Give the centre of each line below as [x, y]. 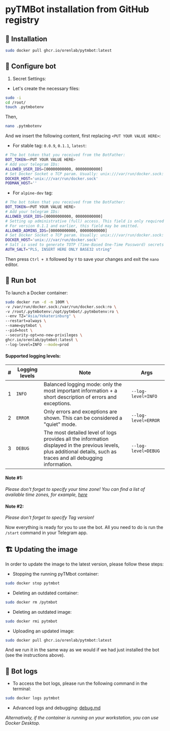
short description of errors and [80, 397]
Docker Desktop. [23, 723]
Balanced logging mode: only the [83, 384]
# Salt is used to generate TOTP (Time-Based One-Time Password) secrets [85, 245]
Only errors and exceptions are [80, 411]
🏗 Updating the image [41, 549]
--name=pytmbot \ [24, 326]
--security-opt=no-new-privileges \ [44, 335]
